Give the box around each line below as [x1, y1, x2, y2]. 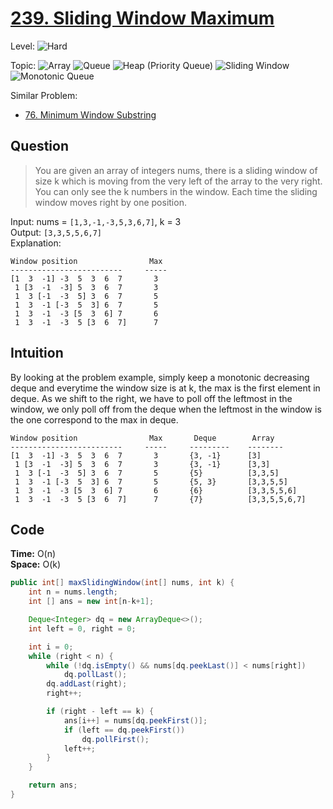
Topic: [10, 59, 37, 71]
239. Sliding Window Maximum [10, 7, 275, 30]
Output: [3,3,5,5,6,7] [10, 226, 103, 238]
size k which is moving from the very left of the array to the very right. [34, 175, 323, 187]
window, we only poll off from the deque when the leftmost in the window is [10, 403, 322, 415]
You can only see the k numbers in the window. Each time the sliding [34, 185, 318, 197]
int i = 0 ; [28, 642, 74, 652]
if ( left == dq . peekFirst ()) [63, 725, 186, 735]
